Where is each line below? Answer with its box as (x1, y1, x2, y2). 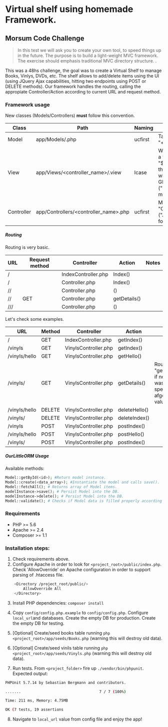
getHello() (117, 353, 142, 360)
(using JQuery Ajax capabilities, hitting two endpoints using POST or (5, 78, 146, 84)
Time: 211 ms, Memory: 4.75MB (5, 698, 68, 703)
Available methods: (5, 466, 44, 472)
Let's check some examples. (5, 316, 64, 322)
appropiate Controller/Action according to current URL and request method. (5, 89, 161, 94)
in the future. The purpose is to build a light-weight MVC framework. (17, 52, 158, 58)
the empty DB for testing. (12, 620, 64, 626)
